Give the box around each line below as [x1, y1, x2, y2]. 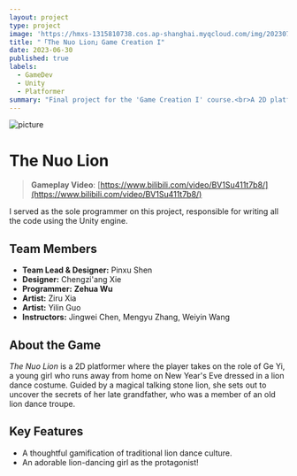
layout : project [9, 12, 69, 22]
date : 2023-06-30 [9, 46, 73, 55]
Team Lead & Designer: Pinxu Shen [21, 265, 153, 275]
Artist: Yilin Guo [21, 303, 81, 313]
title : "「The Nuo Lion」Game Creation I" [9, 37, 165, 47]
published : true [9, 54, 69, 63]
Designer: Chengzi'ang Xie [21, 274, 122, 285]
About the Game [9, 337, 102, 352]
